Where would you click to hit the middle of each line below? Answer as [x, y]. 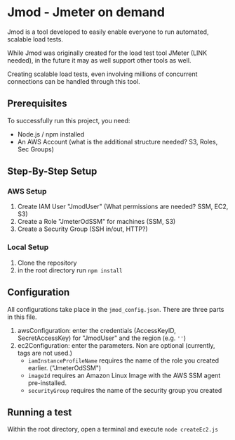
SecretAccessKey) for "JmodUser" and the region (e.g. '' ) [102, 338]
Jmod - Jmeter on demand [86, 12]
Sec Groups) [36, 149]
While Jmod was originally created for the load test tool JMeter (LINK [107, 53]
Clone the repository [47, 263]
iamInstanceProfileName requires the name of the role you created [123, 360]
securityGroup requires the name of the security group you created [125, 390]
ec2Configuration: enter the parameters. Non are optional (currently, [116, 345]
